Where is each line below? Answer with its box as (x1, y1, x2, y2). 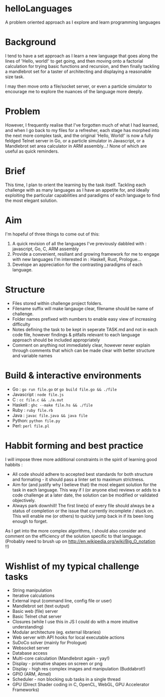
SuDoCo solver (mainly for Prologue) (12, 640, 87, 646)
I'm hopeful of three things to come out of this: (5, 231, 100, 237)
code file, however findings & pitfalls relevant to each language (12, 332, 140, 337)
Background (5, 36, 56, 48)
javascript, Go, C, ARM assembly (12, 246, 79, 252)
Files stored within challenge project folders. (12, 300, 102, 306)
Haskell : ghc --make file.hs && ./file (12, 402, 93, 408)
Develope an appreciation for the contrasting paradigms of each (12, 262, 143, 267)
